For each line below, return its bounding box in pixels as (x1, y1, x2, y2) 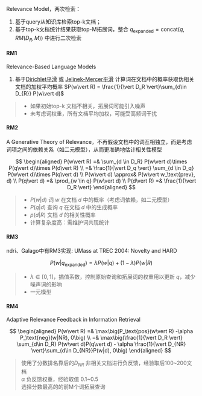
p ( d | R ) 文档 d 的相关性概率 (30, 211, 96, 218)
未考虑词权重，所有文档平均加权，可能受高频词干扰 (30, 109, 157, 117)
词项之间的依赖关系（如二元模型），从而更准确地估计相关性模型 (6, 146, 162, 153)
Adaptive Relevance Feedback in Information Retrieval (6, 316, 140, 323)
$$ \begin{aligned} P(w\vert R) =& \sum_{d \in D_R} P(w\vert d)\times (15, 158, 188, 165)
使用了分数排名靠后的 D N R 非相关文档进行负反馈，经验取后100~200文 (21, 359, 192, 368)
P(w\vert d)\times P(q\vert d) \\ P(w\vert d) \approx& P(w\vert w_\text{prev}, (7, 171, 195, 178)
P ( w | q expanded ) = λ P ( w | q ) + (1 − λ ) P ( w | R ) (50, 259, 153, 268)
